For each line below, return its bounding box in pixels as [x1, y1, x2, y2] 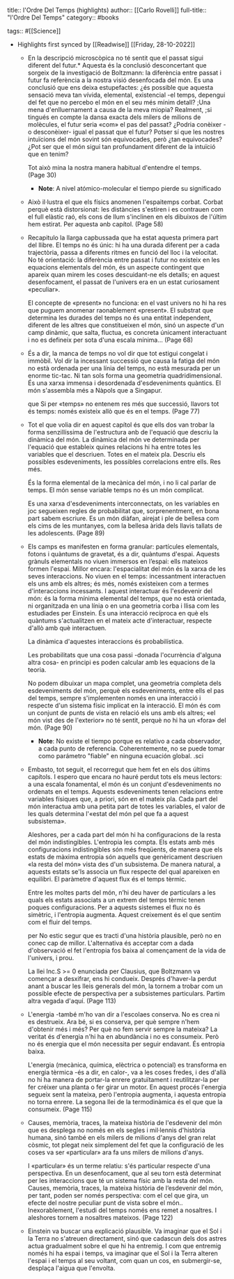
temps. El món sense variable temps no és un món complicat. [27, 486, 204, 494]
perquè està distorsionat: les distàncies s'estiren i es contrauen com [27, 205, 224, 213]
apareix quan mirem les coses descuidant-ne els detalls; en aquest [27, 271, 220, 278]
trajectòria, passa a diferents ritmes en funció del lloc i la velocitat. [27, 249, 219, 256]
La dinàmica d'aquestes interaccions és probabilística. [27, 637, 184, 645]
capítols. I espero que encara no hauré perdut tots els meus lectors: [27, 773, 222, 780]
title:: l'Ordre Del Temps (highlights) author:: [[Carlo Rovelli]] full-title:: [7, 6, 207, 14]
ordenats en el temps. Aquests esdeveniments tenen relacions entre [27, 787, 224, 796]
